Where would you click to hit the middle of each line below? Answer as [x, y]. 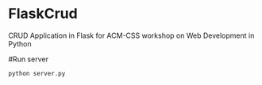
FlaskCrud [43, 14]
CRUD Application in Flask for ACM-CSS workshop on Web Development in [131, 35]
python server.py [37, 73]
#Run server [29, 59]
